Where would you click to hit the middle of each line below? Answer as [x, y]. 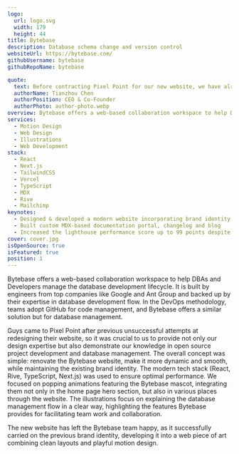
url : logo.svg [34, 21]
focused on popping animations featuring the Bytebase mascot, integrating [117, 384]
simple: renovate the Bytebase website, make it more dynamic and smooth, [117, 361]
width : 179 [30, 27]
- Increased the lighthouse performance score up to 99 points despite [122, 232]
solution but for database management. [65, 317]
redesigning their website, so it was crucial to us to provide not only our [112, 339]
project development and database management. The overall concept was [116, 354]
